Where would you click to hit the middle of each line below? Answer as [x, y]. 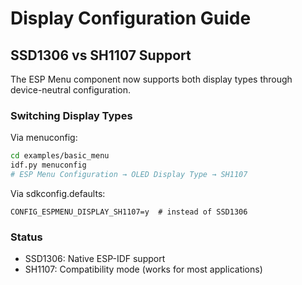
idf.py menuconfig [48, 165]
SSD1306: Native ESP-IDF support [95, 259]
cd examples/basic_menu [60, 156]
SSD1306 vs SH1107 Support [101, 55]
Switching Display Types [71, 115]
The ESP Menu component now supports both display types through [151, 79]
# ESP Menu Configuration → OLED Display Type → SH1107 [129, 175]
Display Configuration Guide [131, 18]
